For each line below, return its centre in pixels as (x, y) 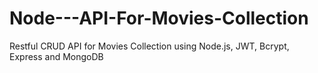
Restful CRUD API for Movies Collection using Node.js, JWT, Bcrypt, (149, 46)
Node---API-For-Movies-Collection (159, 18)
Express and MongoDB (56, 56)
